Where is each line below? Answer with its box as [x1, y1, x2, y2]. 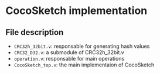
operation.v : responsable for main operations [13, 55, 125, 62]
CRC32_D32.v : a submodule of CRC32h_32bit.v [13, 49, 124, 56]
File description [5, 27, 64, 37]
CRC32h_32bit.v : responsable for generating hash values [13, 43, 150, 50]
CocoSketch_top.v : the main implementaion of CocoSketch [13, 61, 155, 68]
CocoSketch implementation [5, 4, 148, 17]
